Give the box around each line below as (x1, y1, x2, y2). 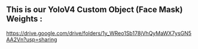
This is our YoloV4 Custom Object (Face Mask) (6, 5, 183, 15)
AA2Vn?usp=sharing (6, 35, 57, 43)
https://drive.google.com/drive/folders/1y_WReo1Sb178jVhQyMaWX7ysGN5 (6, 30, 192, 37)
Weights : (6, 14, 43, 24)
